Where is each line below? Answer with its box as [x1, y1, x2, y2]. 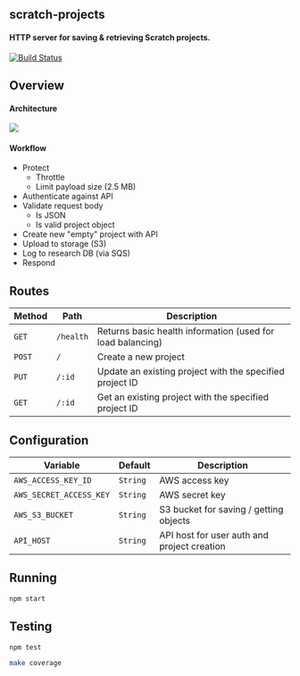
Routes [9, 283, 50, 299]
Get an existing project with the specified [96, 391, 270, 403]
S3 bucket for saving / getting [159, 503, 284, 516]
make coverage [9, 659, 62, 668]
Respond [21, 258, 55, 268]
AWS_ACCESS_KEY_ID [13, 476, 92, 486]
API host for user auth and [159, 529, 270, 542]
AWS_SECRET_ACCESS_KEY [13, 490, 110, 500]
